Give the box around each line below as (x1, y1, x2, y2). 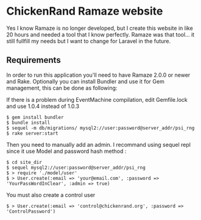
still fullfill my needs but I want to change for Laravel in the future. (6, 37, 171, 44)
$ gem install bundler (6, 114, 64, 120)
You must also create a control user (6, 191, 96, 199)
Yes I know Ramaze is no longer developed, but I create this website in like (6, 24, 193, 32)
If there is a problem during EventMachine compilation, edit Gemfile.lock (6, 96, 188, 103)
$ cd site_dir (6, 159, 43, 165)
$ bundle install (6, 119, 51, 126)
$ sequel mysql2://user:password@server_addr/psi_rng (6, 165, 146, 171)
